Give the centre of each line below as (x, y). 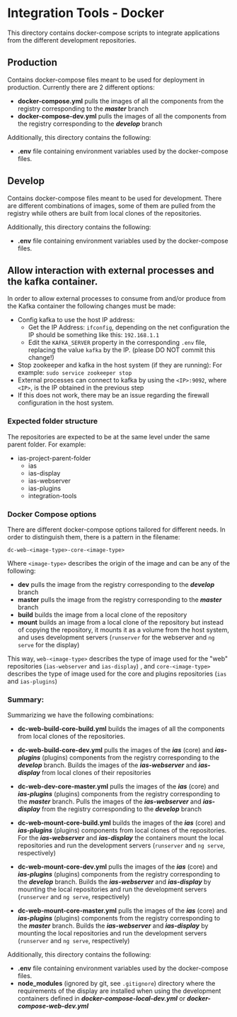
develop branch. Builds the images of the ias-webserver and (107, 765)
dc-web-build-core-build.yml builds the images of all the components (121, 729)
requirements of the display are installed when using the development (119, 991)
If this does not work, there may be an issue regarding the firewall (113, 395)
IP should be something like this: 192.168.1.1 (94, 335)
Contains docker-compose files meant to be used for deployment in (106, 79)
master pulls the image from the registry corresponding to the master (120, 599)
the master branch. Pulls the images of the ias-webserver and (109, 802)
